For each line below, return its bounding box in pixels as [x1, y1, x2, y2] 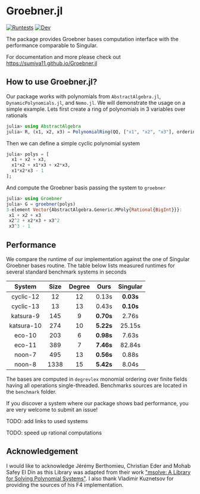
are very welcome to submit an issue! [6, 406, 98, 413]
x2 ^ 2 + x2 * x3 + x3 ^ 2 [8, 218, 60, 224]
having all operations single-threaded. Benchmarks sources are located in [6, 381, 187, 389]
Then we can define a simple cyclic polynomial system [6, 139, 140, 147]
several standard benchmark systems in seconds [6, 268, 127, 275]
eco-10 [14, 331, 37, 339]
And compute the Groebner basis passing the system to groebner [6, 184, 166, 191]
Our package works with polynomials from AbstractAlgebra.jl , [6, 92, 161, 100]
